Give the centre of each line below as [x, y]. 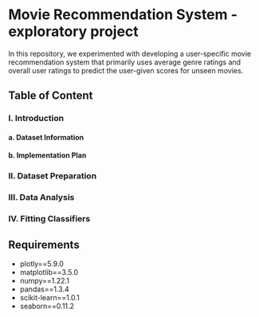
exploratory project [74, 31]
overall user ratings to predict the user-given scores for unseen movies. [126, 70]
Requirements [44, 245]
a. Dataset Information [46, 137]
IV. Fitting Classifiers [49, 219]
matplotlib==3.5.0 [49, 272]
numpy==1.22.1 [45, 281]
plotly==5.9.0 [41, 264]
